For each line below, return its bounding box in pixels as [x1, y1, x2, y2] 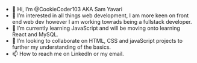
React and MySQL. [11, 31, 59, 38]
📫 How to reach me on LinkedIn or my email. [11, 51, 125, 57]
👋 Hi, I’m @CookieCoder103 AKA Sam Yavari [11, 6, 122, 12]
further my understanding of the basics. [11, 43, 111, 51]
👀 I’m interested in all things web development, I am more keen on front [11, 12, 189, 19]
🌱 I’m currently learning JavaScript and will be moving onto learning [11, 24, 181, 31]
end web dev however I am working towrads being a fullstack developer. [11, 18, 192, 25]
